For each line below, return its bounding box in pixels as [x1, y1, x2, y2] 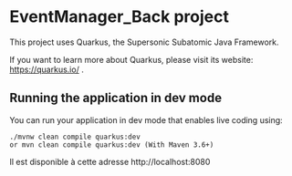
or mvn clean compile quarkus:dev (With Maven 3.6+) [9, 140, 214, 150]
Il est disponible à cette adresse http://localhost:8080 [9, 156, 211, 167]
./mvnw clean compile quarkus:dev [9, 132, 141, 141]
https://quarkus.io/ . [9, 64, 84, 75]
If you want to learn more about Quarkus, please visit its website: [9, 54, 254, 65]
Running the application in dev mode [9, 90, 222, 106]
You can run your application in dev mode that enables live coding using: [9, 114, 283, 125]
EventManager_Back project [9, 6, 230, 27]
